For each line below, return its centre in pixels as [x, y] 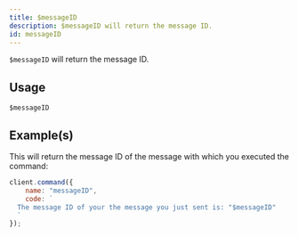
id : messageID [36, 34]
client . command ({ [41, 183]
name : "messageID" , [61, 191]
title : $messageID [43, 17]
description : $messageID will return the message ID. [111, 26]
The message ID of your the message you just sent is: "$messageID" [147, 207]
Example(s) [41, 135]
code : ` [39, 199]
